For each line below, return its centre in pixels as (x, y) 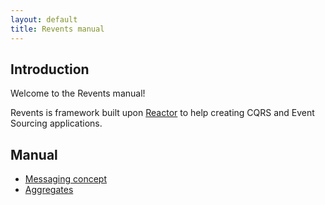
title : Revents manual (57, 29)
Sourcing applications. (56, 123)
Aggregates (49, 190)
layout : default (44, 19)
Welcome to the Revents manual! (78, 93)
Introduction (50, 69)
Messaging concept (65, 179)
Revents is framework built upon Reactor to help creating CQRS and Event (162, 113)
